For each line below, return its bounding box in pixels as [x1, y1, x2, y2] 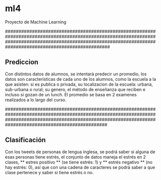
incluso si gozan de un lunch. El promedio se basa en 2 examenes [5, 91, 137, 97]
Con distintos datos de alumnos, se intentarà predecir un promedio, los [5, 71, 147, 77]
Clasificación [5, 136, 46, 144]
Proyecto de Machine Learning [5, 19, 66, 25]
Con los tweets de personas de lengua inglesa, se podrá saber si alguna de [5, 149, 156, 155]
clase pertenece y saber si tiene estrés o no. [5, 169, 94, 175]
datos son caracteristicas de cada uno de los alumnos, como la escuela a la [5, 76, 156, 82]
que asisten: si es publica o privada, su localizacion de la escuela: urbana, [5, 81, 153, 87]
